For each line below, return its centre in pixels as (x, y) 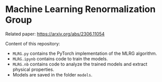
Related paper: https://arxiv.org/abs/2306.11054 (55, 34)
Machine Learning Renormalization (80, 9)
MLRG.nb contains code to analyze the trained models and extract (80, 64)
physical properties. (33, 69)
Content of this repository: (33, 43)
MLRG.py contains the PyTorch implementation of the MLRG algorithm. (85, 53)
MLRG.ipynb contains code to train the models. (60, 58)
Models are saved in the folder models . (52, 74)
